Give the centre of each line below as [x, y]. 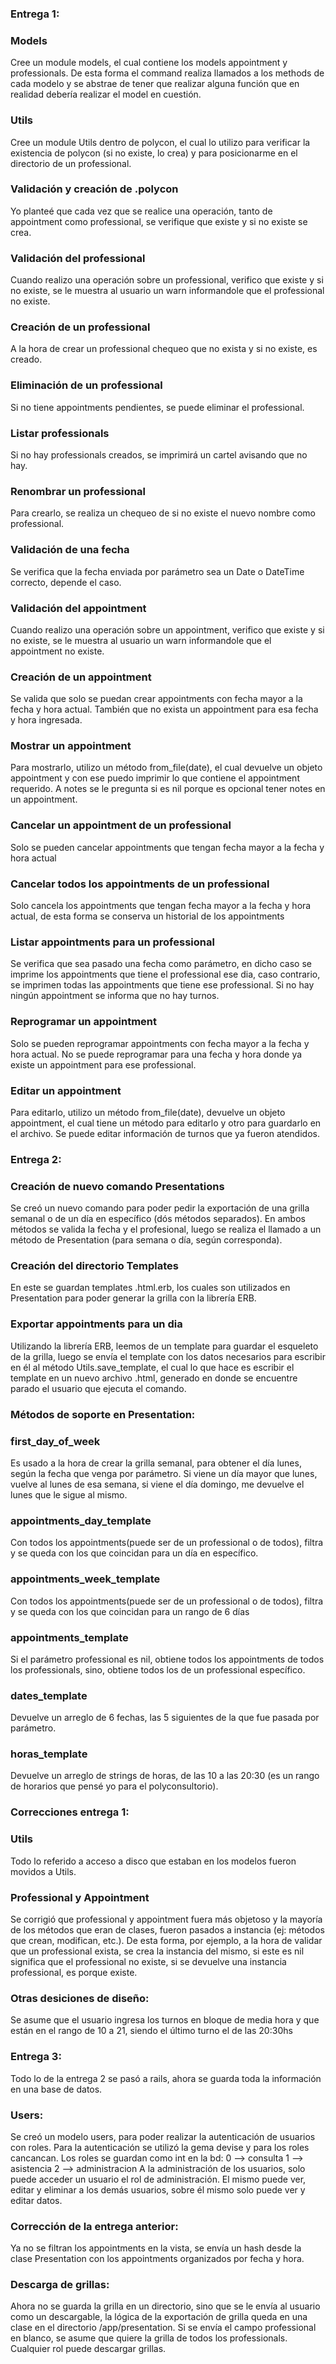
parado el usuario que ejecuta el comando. [98, 1388]
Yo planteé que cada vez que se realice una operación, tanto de [141, 211]
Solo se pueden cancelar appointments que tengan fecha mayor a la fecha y [167, 847]
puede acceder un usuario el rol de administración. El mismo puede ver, [158, 2179]
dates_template [49, 1695]
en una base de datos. [56, 2089]
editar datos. [36, 2200]
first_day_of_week [55, 1441]
